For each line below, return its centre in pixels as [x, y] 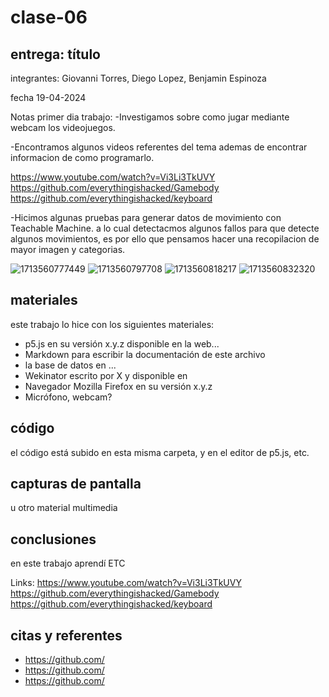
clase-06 [49, 17]
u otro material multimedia [64, 508]
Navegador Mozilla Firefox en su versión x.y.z [118, 386]
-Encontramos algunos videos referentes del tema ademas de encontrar [159, 147]
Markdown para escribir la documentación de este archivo [145, 354]
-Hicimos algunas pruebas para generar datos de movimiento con [146, 217]
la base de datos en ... [70, 365]
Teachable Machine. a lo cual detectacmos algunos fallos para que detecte [165, 228]
